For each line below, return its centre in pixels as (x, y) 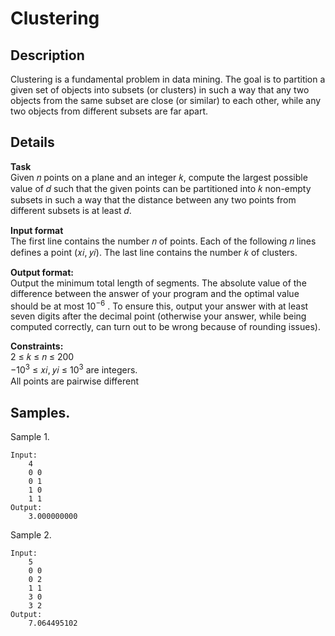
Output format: (42, 272)
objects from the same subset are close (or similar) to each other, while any (166, 100)
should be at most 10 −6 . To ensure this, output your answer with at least (159, 305)
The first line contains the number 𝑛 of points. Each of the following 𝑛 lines (163, 241)
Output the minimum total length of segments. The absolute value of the (158, 283)
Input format (37, 230)
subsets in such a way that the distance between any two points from (153, 199)
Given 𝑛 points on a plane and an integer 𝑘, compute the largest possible (159, 177)
